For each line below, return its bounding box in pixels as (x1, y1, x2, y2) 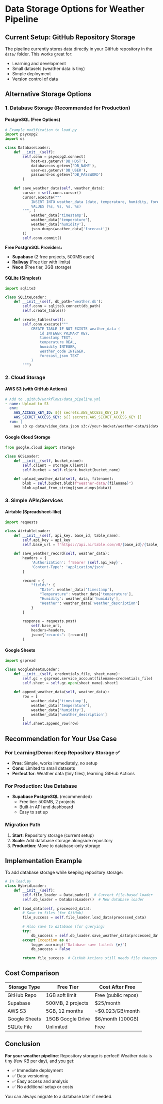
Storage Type (8, 984, 40, 990)
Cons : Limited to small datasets (12, 765, 75, 771)
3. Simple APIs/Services (5, 497, 63, 504)
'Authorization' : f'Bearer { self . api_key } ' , (31, 560, 123, 565)
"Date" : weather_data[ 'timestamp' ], (39, 587, 114, 592)
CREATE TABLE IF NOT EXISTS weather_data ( (31, 326, 120, 331)
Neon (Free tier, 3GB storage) (12, 264, 72, 270)
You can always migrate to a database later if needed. (5, 1093, 113, 1099)
